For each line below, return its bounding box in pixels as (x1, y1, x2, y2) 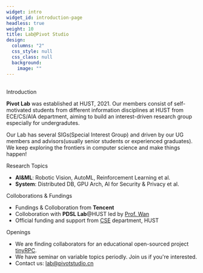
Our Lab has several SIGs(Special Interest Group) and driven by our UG (6, 131, 184, 138)
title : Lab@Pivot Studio (6, 32, 69, 38)
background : (12, 59, 42, 66)
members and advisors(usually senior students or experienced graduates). (6, 138, 193, 145)
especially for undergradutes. (6, 120, 80, 127)
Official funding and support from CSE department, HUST (15, 217, 159, 224)
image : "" (17, 65, 42, 72)
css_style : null (12, 49, 53, 55)
